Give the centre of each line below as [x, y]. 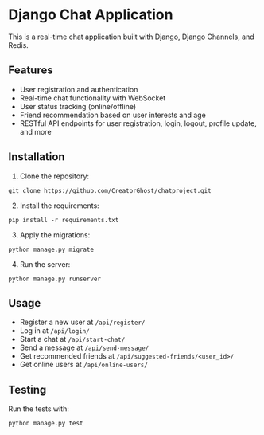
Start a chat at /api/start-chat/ [72, 339]
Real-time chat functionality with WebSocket [93, 98]
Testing [27, 389]
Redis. [19, 45]
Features [31, 71]
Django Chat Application [91, 15]
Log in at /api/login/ [54, 331]
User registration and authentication [79, 89]
